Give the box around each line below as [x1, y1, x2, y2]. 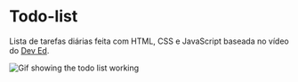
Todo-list [9, 6, 78, 27]
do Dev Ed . [9, 45, 50, 55]
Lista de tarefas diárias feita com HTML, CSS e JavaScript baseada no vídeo [9, 36, 289, 46]
